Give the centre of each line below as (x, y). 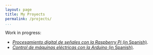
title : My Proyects (25, 14)
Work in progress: (23, 33)
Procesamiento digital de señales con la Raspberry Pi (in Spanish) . (80, 42)
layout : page (19, 10)
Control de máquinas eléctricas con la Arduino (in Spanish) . (73, 48)
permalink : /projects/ (28, 19)
